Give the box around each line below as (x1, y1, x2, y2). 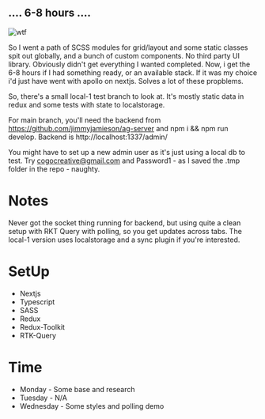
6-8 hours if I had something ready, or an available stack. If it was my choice (8, 67, 258, 77)
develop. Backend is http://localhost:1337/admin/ (8, 132, 168, 142)
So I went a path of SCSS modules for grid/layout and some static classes (8, 43, 248, 52)
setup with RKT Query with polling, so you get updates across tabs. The (8, 226, 243, 236)
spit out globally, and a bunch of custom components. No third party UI (8, 51, 240, 60)
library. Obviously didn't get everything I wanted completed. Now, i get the (8, 59, 251, 69)
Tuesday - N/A (19, 393, 67, 402)
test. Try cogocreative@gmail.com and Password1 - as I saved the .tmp (8, 156, 240, 165)
